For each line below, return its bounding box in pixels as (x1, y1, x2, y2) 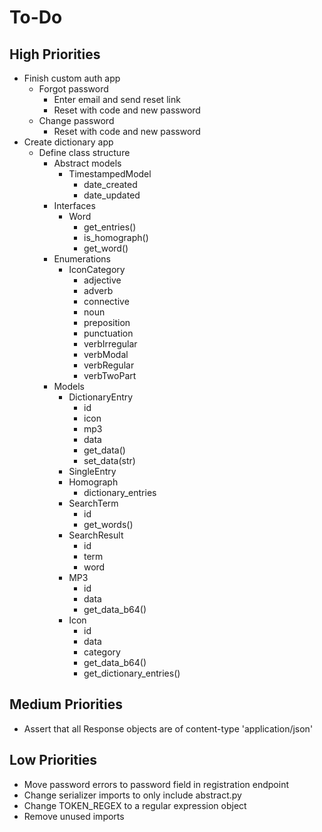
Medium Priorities (9, 696, 124, 713)
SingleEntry (68, 466, 117, 477)
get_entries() (83, 221, 137, 233)
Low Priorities (9, 752, 98, 769)
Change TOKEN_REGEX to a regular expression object (23, 799, 247, 811)
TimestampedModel (68, 168, 152, 180)
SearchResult (68, 529, 124, 541)
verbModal (83, 349, 129, 360)
